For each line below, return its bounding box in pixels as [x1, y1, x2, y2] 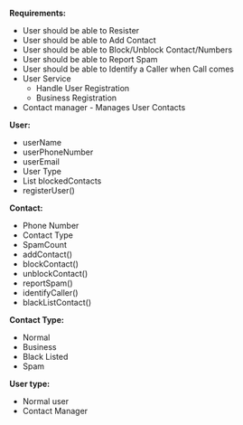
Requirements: [9, 8, 66, 18]
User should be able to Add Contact [22, 35, 156, 45]
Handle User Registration [35, 83, 130, 93]
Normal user [22, 396, 70, 406]
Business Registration [35, 92, 117, 103]
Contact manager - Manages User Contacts [22, 102, 186, 112]
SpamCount [22, 240, 68, 250]
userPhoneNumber [22, 146, 94, 157]
